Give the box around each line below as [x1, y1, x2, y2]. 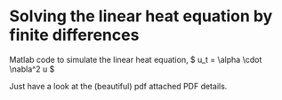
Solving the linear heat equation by [9, 6, 273, 27]
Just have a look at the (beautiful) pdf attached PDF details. [9, 81, 228, 91]
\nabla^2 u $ [9, 64, 55, 74]
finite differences [9, 25, 140, 45]
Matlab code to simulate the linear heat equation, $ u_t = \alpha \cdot [9, 54, 262, 65]
